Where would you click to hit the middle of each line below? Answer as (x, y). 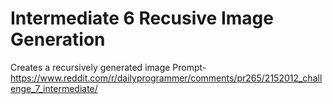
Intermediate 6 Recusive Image (142, 18)
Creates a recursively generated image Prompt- (108, 67)
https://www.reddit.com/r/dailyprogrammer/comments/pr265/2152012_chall (166, 78)
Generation (58, 39)
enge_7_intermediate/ (54, 88)
